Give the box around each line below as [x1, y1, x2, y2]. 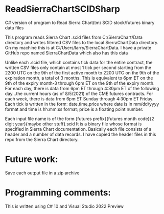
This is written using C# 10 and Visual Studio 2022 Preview [5, 203, 124, 209]
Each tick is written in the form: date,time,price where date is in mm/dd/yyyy [5, 101, 159, 107]
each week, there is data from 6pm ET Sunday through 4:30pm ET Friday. [5, 95, 154, 101]
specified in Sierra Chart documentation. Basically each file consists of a [5, 126, 152, 132]
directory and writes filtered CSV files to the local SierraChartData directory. [5, 39, 159, 45]
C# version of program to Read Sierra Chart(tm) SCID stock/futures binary [5, 20, 155, 25]
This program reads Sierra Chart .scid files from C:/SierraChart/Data [5, 34, 143, 40]
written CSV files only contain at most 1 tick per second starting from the [5, 65, 152, 71]
